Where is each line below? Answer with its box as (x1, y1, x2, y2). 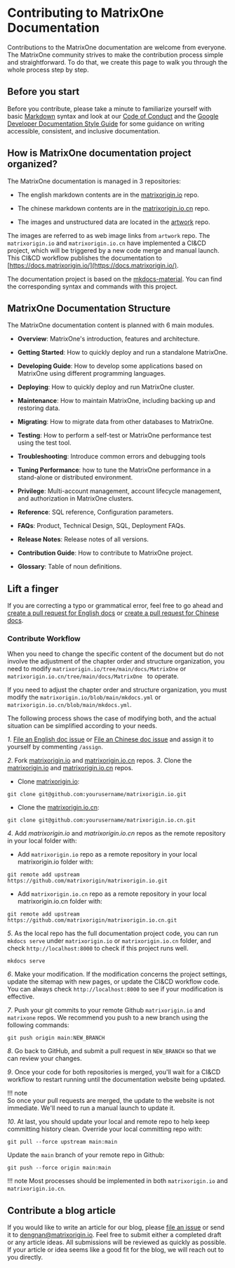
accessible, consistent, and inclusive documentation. (7, 126, 161, 135)
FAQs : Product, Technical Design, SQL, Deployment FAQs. (17, 522, 186, 530)
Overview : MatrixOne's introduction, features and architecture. (17, 335, 200, 343)
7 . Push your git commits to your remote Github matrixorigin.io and (7, 1006, 206, 1015)
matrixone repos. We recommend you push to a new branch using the (7, 1013, 209, 1022)
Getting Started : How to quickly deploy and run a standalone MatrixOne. (17, 348, 228, 357)
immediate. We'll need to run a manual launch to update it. (7, 1104, 175, 1112)
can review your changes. (7, 1055, 82, 1063)
